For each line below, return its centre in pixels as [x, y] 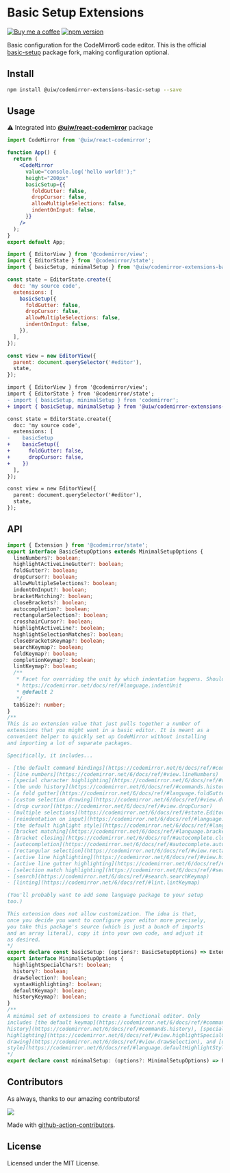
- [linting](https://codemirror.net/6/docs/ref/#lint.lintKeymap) [104, 883]
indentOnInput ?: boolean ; [50, 590]
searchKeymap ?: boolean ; [49, 647]
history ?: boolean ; [41, 971]
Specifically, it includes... [50, 755]
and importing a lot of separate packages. [70, 743]
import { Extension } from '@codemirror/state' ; [78, 545]
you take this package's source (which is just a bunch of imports [105, 926]
